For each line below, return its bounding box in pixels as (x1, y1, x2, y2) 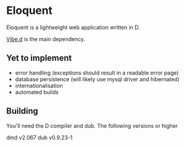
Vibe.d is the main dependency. (6, 35, 86, 42)
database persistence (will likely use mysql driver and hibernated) (15, 75, 180, 82)
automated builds (15, 88, 59, 96)
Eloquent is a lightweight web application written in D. (6, 24, 141, 31)
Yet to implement (6, 53, 72, 64)
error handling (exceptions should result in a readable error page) (15, 69, 179, 76)
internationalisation (15, 82, 63, 89)
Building (6, 106, 38, 116)
